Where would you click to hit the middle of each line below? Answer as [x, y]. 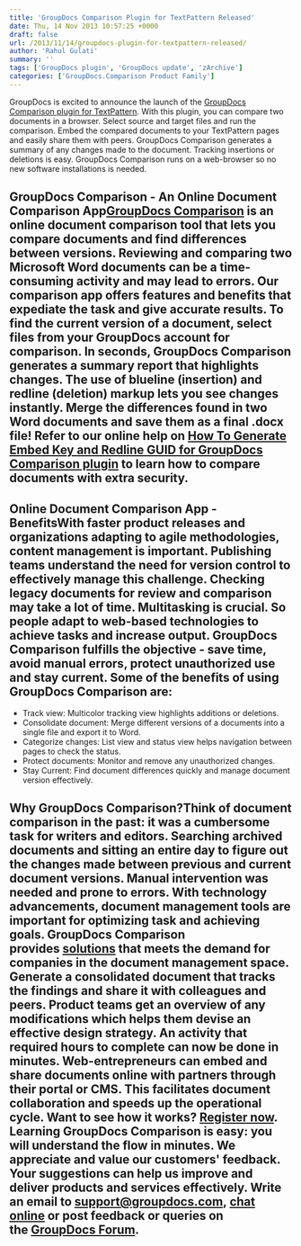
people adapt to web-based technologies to [134, 621]
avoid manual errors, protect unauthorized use [142, 663]
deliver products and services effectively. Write [146, 1188]
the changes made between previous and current [150, 865]
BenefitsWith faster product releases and [127, 523]
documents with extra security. [99, 478]
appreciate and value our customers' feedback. [145, 1160]
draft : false [34, 34]
